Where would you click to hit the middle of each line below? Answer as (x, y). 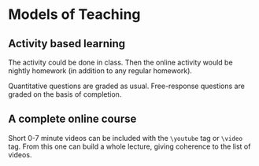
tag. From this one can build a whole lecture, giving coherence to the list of (129, 146)
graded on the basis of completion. (65, 94)
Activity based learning (67, 44)
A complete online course (72, 119)
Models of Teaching (74, 15)
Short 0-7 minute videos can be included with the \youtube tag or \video (125, 138)
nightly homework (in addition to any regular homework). (100, 71)
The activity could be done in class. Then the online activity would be (121, 62)
